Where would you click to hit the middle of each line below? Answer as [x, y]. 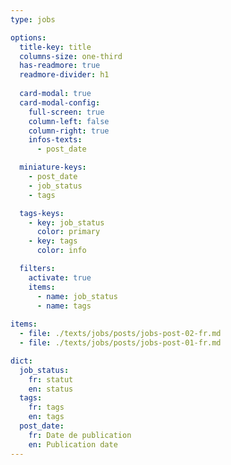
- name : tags [64, 306]
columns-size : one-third [71, 56]
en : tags [46, 417]
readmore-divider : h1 [64, 75]
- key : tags [53, 241]
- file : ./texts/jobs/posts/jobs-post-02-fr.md [120, 334]
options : [28, 37]
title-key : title [55, 47]
